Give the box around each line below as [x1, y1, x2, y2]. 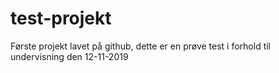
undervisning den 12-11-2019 [10, 50, 129, 62]
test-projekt [10, 7, 112, 30]
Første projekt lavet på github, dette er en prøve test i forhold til [10, 40, 272, 52]
